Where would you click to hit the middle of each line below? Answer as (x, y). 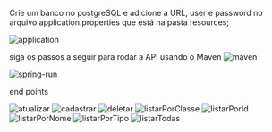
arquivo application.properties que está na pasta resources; (119, 22)
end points (29, 91)
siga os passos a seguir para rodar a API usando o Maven (115, 57)
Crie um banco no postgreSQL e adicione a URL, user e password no (136, 13)
